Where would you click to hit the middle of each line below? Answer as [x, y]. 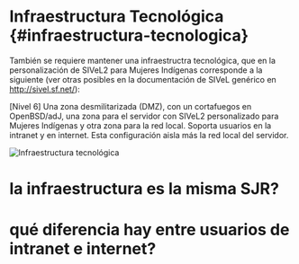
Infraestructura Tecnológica [117, 17]
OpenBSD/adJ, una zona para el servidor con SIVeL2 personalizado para [144, 116]
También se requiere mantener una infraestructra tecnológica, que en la [143, 60]
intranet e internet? [83, 249]
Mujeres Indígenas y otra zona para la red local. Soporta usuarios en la [140, 125]
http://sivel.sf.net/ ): [45, 89]
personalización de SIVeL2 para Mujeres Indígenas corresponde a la [136, 70]
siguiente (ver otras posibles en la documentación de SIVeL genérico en [143, 79]
